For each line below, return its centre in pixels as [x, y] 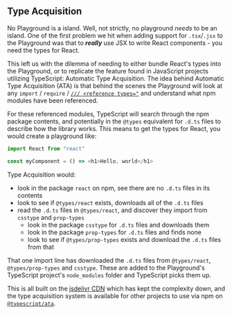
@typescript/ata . [32, 303]
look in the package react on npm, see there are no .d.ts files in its [113, 188]
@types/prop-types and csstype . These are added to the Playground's [106, 268]
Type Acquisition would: [42, 174]
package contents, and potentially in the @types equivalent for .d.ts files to [114, 121]
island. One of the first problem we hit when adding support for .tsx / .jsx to [115, 35]
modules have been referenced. [53, 101]
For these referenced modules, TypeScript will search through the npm [108, 114]
